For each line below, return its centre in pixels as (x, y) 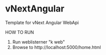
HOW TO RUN (20, 32)
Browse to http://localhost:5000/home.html (56, 47)
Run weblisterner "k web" (39, 42)
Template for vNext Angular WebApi (42, 22)
